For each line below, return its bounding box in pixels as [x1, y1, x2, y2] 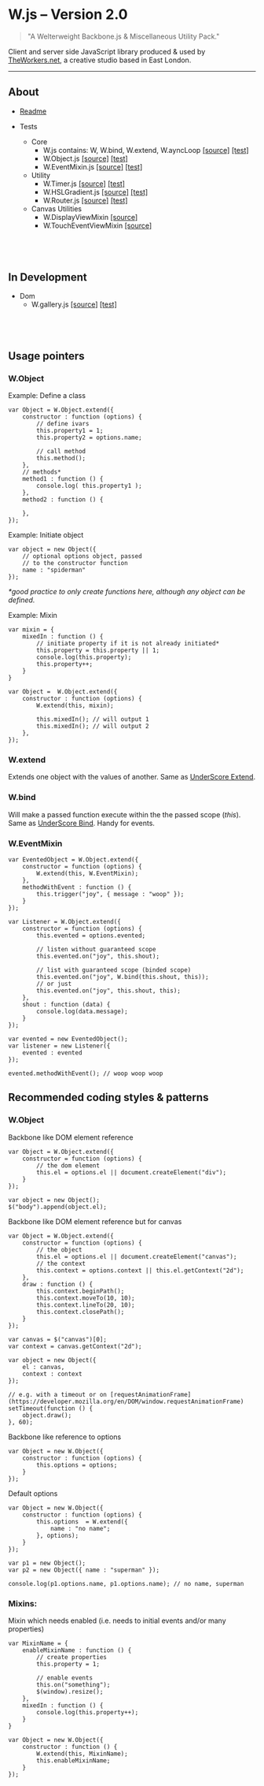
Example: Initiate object [8, 530, 84, 540]
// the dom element [36, 1161, 101, 1170]
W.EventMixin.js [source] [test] [42, 162, 143, 171]
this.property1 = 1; [36, 427, 104, 435]
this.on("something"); [36, 1680, 111, 1688]
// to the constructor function [22, 560, 128, 567]
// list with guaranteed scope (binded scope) [36, 966, 192, 974]
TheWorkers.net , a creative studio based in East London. [8, 55, 192, 65]
